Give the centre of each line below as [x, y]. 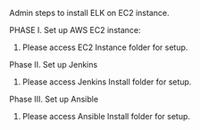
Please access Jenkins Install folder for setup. [107, 82]
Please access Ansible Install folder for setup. [106, 116]
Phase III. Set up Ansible [54, 99]
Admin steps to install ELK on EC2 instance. [89, 13]
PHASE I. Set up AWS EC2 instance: [75, 30]
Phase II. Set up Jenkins [54, 65]
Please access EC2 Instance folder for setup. [105, 47]
